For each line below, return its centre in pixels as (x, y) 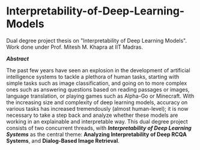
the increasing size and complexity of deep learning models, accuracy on (97, 102)
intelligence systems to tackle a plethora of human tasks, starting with (93, 77)
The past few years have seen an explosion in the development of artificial (98, 70)
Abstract (17, 58)
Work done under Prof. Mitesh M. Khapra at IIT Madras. (74, 47)
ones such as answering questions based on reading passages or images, (98, 89)
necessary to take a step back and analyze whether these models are (92, 115)
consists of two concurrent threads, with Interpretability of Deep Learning (99, 128)
